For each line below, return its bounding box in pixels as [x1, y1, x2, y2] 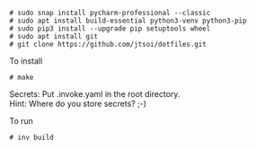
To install [9, 56, 43, 66]
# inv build [9, 133, 54, 142]
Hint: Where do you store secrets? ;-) [9, 99, 146, 109]
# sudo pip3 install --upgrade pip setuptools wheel [9, 24, 211, 33]
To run [9, 116, 34, 126]
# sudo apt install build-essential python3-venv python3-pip [9, 16, 247, 25]
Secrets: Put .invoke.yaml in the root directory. [9, 89, 181, 99]
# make [9, 73, 34, 82]
